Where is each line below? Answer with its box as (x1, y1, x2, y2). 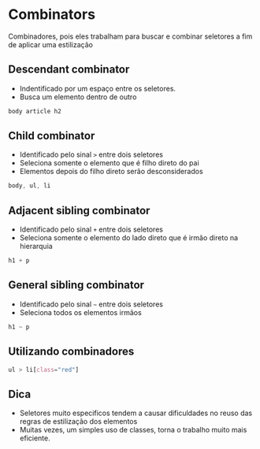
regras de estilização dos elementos (19, 417, 138, 426)
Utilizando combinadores (8, 345, 135, 358)
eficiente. (19, 433, 50, 443)
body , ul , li (8, 182, 51, 190)
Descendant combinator (8, 63, 130, 76)
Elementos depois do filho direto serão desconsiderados (19, 167, 203, 176)
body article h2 (8, 107, 61, 115)
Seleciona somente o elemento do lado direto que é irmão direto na (19, 233, 239, 243)
